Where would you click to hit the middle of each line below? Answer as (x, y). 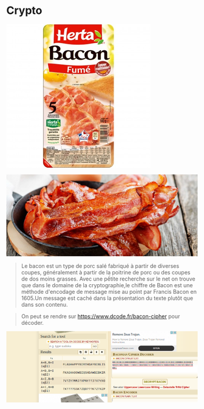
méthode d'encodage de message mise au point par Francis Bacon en (109, 291)
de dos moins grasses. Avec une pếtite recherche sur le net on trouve (108, 279)
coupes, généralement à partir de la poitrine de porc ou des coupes (106, 272)
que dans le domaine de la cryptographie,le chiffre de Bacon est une (107, 285)
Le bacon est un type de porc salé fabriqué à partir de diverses (100, 266)
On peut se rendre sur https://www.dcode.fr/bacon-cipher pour (100, 316)
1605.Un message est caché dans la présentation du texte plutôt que (107, 298)
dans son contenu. (44, 304)
